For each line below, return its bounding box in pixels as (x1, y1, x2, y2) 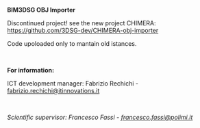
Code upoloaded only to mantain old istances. (7, 40, 137, 47)
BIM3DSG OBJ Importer (7, 6, 76, 14)
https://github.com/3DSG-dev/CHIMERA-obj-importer (7, 27, 159, 34)
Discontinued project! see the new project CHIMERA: (7, 19, 156, 27)
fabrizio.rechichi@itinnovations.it (7, 87, 100, 94)
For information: (7, 66, 55, 74)
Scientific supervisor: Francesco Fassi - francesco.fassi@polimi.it (7, 113, 193, 121)
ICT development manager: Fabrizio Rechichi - (7, 79, 139, 88)
